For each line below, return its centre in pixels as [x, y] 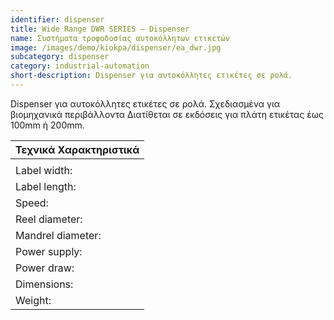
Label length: [46, 186]
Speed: [32, 203]
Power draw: [45, 268]
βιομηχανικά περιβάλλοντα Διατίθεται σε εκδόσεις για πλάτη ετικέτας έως [167, 114]
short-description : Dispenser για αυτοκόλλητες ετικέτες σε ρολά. [151, 76]
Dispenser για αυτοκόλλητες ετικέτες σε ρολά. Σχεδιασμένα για [145, 103]
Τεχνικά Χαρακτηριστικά [77, 149]
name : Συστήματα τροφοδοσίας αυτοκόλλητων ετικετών [120, 38]
